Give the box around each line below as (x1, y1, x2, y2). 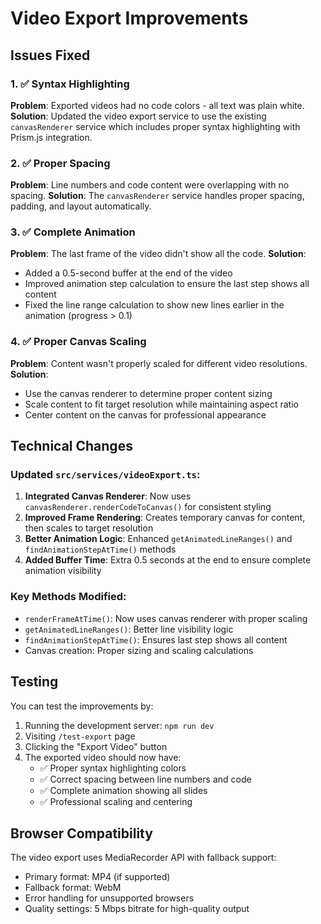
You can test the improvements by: (10, 700, 154, 712)
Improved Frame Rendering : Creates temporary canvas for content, (24, 512, 306, 524)
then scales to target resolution (24, 522, 154, 534)
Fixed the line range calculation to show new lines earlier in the (24, 299, 285, 311)
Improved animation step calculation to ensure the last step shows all (24, 278, 310, 290)
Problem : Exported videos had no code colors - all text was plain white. (10, 99, 305, 111)
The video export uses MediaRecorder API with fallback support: (10, 852, 277, 864)
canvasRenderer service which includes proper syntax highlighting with (10, 120, 301, 132)
